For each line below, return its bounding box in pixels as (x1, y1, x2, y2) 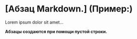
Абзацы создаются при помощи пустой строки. (5, 28, 107, 34)
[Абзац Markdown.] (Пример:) (5, 3, 133, 14)
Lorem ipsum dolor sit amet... (5, 19, 64, 25)
